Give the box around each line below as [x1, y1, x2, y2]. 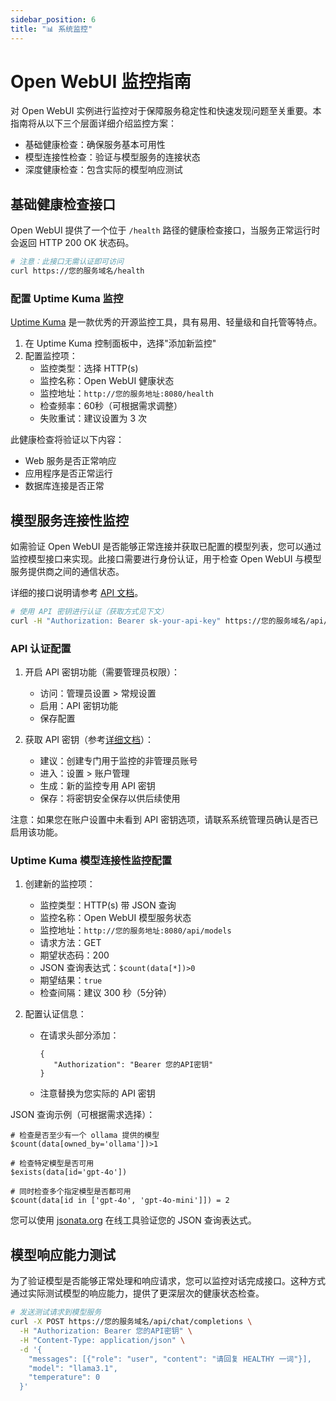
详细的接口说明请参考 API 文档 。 [10, 587, 144, 599]
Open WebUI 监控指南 [10, 70, 192, 93]
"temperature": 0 [28, 1372, 101, 1383]
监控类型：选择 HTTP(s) [39, 362, 139, 375]
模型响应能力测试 [10, 1246, 116, 1263]
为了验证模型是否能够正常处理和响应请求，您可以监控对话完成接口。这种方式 [10, 1275, 326, 1287]
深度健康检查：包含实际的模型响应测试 [24, 164, 183, 176]
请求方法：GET [39, 937, 102, 949]
